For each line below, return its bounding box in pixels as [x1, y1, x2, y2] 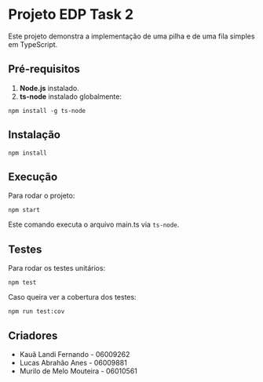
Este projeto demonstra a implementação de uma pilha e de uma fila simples [8, 31, 255, 41]
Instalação [8, 128, 61, 142]
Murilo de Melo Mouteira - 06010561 [19, 366, 137, 376]
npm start [8, 206, 41, 214]
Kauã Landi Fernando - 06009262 [19, 350, 130, 358]
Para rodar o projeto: [8, 191, 75, 201]
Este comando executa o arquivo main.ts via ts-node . [8, 220, 180, 229]
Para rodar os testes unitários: [8, 264, 106, 273]
